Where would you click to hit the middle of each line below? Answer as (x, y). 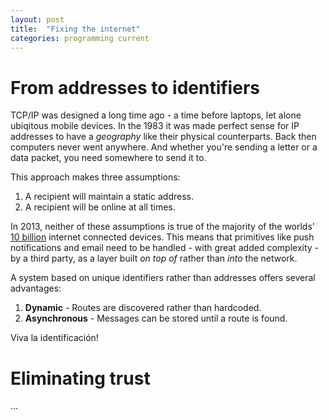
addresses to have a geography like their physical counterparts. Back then (163, 137)
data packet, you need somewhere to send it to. (108, 158)
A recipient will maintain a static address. (109, 197)
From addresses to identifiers (135, 87)
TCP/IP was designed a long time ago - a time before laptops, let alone (156, 115)
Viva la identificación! (54, 338)
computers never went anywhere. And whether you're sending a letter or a (164, 147)
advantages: (36, 288)
